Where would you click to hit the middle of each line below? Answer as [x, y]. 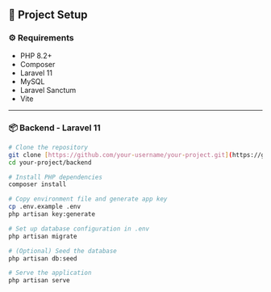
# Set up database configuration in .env [79, 229]
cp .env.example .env [45, 207]
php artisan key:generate [52, 214]
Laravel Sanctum [48, 90]
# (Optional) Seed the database [63, 251]
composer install [38, 184]
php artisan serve [39, 281]
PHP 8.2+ [36, 55]
